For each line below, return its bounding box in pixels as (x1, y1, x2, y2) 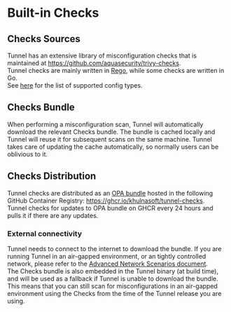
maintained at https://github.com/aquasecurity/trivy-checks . (7, 59, 181, 67)
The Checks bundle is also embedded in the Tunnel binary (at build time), (7, 266, 219, 275)
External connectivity (7, 229, 83, 238)
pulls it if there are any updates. (7, 211, 99, 219)
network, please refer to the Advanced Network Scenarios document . (7, 259, 209, 268)
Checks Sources (7, 33, 80, 45)
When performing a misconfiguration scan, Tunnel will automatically (7, 120, 204, 128)
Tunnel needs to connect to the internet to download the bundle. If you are (7, 244, 222, 253)
